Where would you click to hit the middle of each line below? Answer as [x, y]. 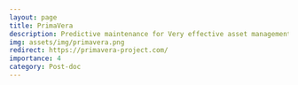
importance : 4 [35, 58]
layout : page [33, 17]
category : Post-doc [45, 67]
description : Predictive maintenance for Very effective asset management [150, 34]
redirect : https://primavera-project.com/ [89, 50]
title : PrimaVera [41, 26]
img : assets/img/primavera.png [67, 42]
